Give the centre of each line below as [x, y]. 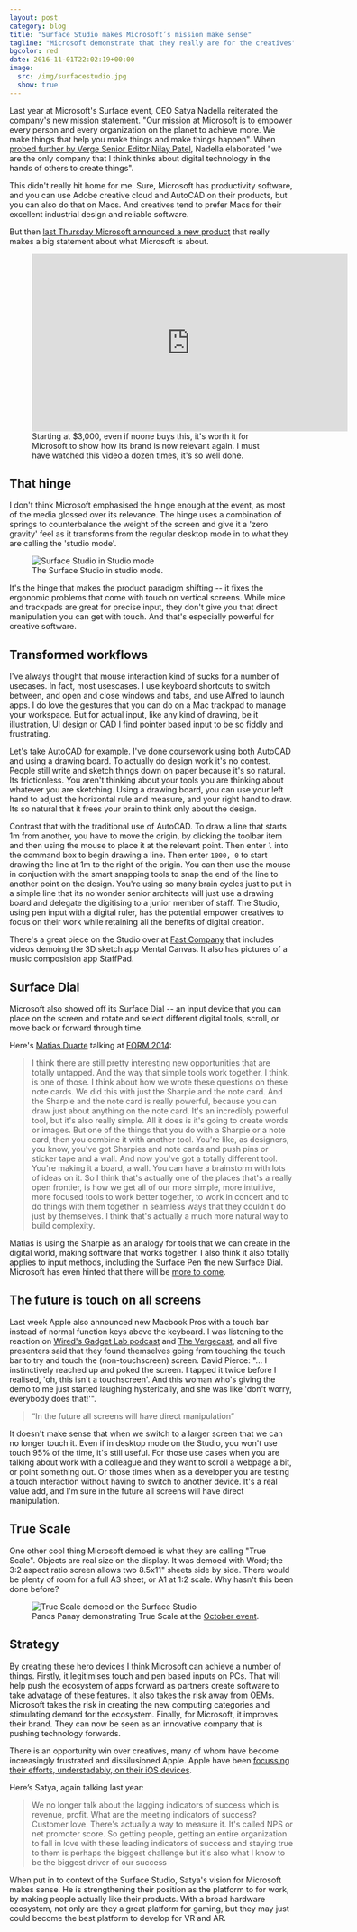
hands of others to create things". [72, 168]
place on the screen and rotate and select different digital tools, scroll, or [144, 1019]
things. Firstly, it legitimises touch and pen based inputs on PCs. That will [145, 1676]
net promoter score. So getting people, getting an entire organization [159, 1833]
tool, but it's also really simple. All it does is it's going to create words [160, 1121]
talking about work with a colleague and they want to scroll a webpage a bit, [151, 1462]
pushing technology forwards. [65, 1733]
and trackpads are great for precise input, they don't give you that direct [143, 607]
